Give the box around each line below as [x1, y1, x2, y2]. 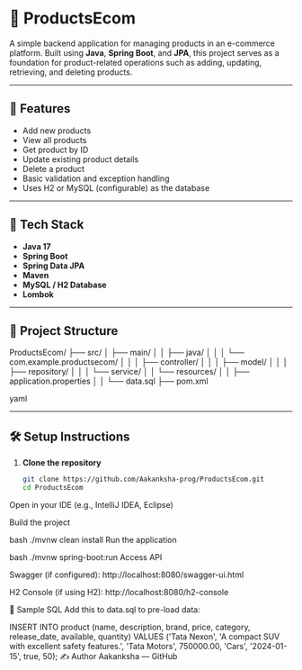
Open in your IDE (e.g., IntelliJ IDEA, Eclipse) [9, 499, 173, 510]
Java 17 [22, 240, 51, 251]
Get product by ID [22, 144, 89, 155]
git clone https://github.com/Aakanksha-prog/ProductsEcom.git [22, 475, 265, 484]
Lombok [22, 288, 54, 300]
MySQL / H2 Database [22, 279, 107, 290]
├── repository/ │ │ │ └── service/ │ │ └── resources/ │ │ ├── [9, 367, 250, 377]
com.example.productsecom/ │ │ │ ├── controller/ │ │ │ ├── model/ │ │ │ [9, 357, 289, 367]
